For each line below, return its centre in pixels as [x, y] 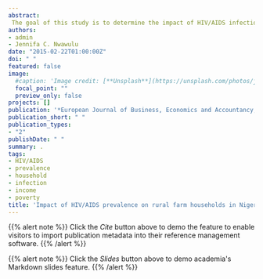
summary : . [26, 147]
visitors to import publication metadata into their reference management [124, 235]
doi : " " [22, 60]
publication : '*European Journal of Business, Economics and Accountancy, [133, 111]
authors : [22, 30]
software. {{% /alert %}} [47, 244]
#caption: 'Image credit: [58, 81]
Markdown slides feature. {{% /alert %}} [73, 267]
